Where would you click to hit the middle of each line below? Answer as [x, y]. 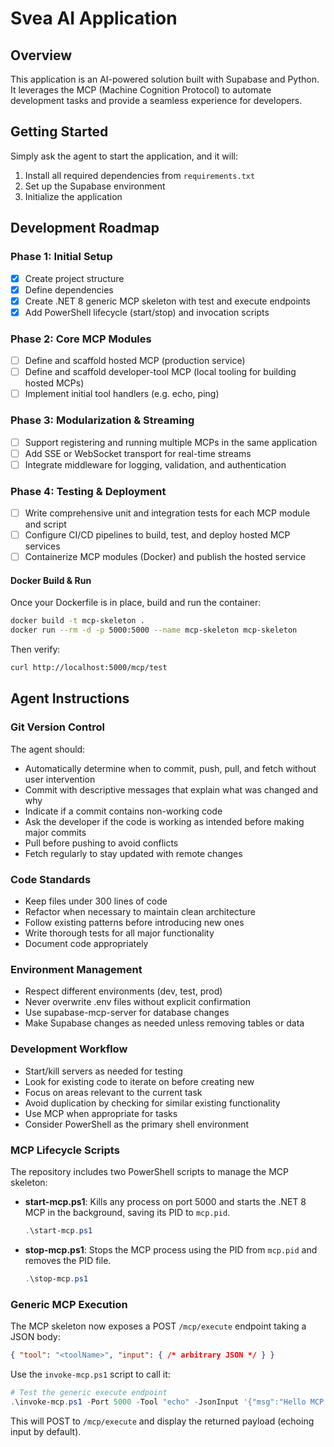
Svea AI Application [94, 18]
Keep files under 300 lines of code [96, 901]
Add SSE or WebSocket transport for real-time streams [138, 453]
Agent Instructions [70, 698]
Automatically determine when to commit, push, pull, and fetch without [170, 768]
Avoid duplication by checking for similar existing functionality [152, 1103]
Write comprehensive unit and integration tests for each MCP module [167, 513]
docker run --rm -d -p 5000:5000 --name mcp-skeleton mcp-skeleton [154, 630]
